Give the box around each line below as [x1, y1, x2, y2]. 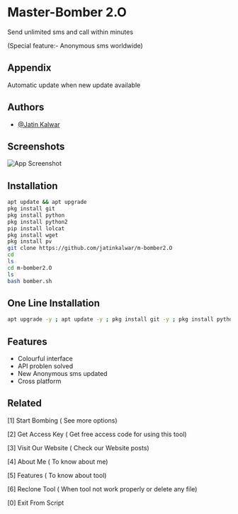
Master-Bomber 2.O [7, 4, 127, 21]
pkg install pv [7, 238, 52, 245]
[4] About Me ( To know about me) [7, 457, 108, 466]
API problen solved [17, 362, 74, 370]
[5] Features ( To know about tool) [7, 471, 107, 479]
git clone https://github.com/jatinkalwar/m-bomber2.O [7, 245, 173, 252]
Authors [7, 101, 45, 113]
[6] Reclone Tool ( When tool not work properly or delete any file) [7, 484, 198, 493]
